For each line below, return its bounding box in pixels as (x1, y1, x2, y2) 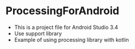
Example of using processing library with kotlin (14, 36, 129, 43)
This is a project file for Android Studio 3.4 (14, 24, 118, 31)
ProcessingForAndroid (5, 4, 120, 18)
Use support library (14, 30, 62, 37)
